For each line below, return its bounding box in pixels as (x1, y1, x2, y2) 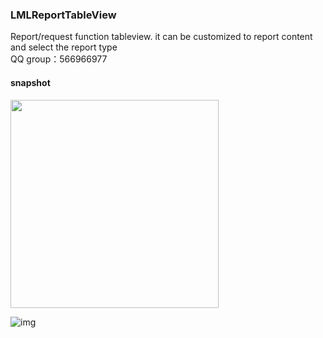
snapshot (10, 76, 51, 88)
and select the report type (10, 41, 118, 53)
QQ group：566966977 (10, 53, 108, 65)
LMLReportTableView (10, 8, 117, 22)
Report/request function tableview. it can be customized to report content (10, 31, 313, 43)
